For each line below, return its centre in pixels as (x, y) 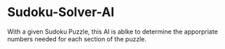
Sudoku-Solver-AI (61, 12)
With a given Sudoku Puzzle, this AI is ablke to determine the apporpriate (113, 31)
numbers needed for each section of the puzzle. (77, 38)
